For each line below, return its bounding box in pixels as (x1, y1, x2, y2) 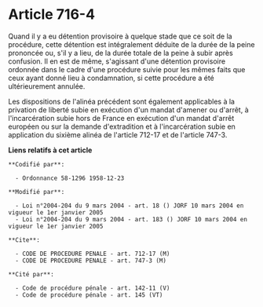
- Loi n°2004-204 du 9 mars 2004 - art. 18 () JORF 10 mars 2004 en (15, 202, 244, 210)
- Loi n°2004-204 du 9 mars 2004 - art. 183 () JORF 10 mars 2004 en (15, 215, 247, 223)
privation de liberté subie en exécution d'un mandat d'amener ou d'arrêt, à (8, 104, 249, 115)
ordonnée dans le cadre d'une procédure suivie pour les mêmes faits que (8, 64, 246, 74)
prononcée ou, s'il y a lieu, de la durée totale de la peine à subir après (8, 48, 233, 57)
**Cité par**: (8, 270, 55, 278)
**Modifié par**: (8, 188, 65, 196)
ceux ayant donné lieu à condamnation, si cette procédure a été (8, 73, 214, 82)
